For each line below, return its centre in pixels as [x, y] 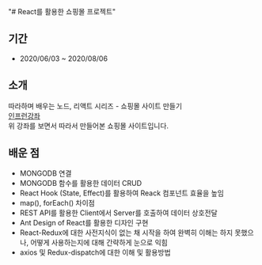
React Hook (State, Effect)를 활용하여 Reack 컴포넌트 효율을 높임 [122, 193]
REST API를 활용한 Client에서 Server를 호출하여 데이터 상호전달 [118, 213]
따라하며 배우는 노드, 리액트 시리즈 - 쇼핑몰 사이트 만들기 [95, 106]
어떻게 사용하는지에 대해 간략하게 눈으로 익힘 [99, 243]
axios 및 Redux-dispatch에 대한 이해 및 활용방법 [95, 252]
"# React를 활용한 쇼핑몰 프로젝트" [62, 11]
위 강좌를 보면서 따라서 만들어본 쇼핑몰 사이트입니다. [88, 126]
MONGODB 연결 [46, 173]
